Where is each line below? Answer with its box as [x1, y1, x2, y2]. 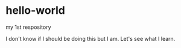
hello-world [5, 4, 66, 17]
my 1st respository [5, 23, 51, 31]
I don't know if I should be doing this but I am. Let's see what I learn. [5, 35, 176, 42]
